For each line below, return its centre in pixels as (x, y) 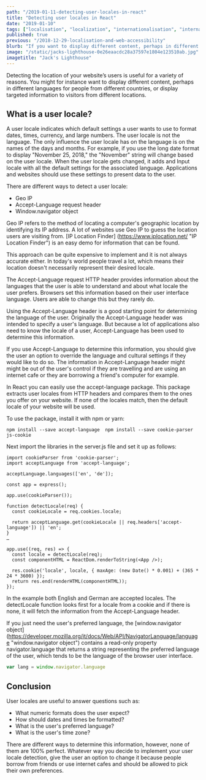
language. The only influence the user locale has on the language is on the (101, 142)
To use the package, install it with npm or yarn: (65, 419)
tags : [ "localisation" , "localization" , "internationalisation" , (91, 29)
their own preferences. (35, 771)
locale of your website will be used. (51, 407)
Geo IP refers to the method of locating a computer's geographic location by (103, 223)
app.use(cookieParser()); (39, 496)
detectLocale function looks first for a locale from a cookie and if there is (98, 605)
